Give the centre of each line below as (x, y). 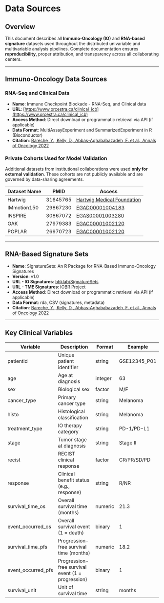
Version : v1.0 (25, 276)
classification (73, 417)
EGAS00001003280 (100, 215)
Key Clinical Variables (39, 333)
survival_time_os (26, 506)
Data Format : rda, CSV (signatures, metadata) (58, 302)
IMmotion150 (23, 207)
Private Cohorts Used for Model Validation (56, 158)
